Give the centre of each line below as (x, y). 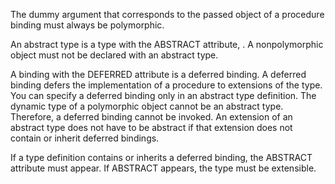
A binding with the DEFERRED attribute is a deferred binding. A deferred (158, 74)
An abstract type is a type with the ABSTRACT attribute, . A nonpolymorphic (167, 44)
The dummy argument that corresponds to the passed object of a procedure (167, 14)
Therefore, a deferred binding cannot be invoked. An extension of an (151, 117)
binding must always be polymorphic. (87, 25)
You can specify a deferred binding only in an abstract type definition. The (163, 95)
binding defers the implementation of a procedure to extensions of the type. (166, 85)
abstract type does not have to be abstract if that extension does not (151, 127)
